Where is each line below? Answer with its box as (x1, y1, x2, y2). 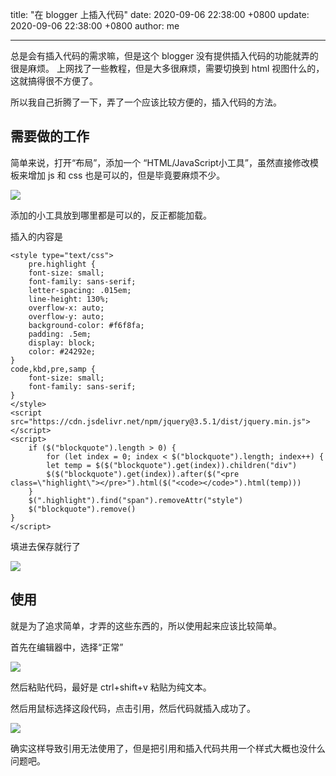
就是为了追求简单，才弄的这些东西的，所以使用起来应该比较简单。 (10, 619, 282, 632)
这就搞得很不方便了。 (10, 75, 98, 87)
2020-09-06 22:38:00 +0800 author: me (10, 20, 180, 32)
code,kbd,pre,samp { (10, 364, 97, 374)
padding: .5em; (28, 329, 92, 339)
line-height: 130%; (28, 294, 110, 304)
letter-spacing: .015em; (28, 285, 132, 295)
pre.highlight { (28, 259, 97, 269)
